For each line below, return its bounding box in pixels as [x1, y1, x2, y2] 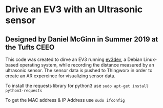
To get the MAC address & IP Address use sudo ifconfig [5, 97, 125, 103]
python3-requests [5, 88, 43, 93]
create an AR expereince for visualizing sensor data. [5, 73, 116, 79]
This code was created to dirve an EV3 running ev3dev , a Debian [5, 56, 142, 62]
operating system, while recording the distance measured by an [19, 62, 155, 68]
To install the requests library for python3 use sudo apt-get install [5, 83, 149, 89]
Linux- [143, 56, 157, 62]
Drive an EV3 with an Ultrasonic [5, 4, 143, 15]
